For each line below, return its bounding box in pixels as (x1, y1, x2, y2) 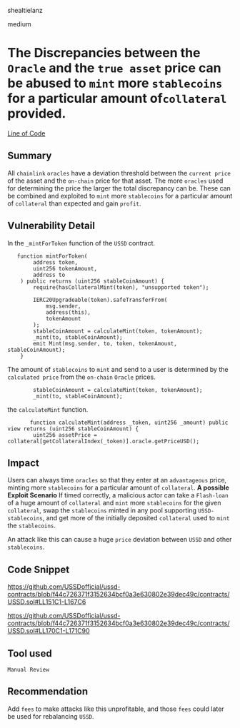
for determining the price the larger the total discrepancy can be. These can (7, 183, 231, 192)
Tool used (7, 647, 52, 659)
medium (7, 20, 31, 28)
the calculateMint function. (7, 405, 89, 413)
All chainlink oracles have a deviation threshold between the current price (7, 168, 231, 177)
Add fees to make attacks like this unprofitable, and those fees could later (7, 704, 224, 713)
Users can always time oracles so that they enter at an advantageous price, (7, 476, 227, 485)
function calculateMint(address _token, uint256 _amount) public (29, 419, 229, 426)
